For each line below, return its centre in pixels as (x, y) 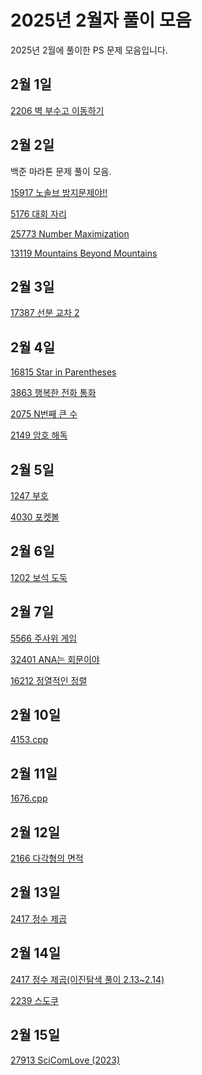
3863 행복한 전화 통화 (53, 393)
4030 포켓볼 (35, 517)
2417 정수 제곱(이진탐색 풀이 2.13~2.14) (87, 979)
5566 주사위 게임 (44, 638)
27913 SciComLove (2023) (65, 1060)
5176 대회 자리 (38, 213)
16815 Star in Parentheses (63, 372)
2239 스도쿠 (34, 1000)
